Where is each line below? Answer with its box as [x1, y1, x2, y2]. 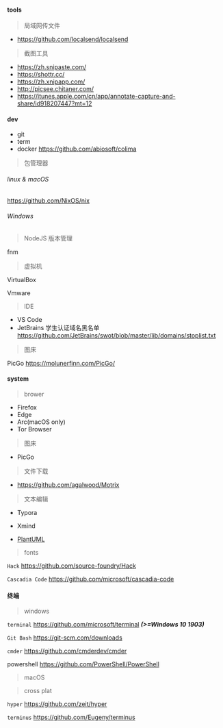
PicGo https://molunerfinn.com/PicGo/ [7, 359, 115, 367]
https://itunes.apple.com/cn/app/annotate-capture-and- [16, 92, 176, 101]
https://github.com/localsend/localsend [16, 35, 129, 44]
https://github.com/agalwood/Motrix [16, 481, 120, 489]
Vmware [7, 288, 31, 297]
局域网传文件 [23, 21, 60, 30]
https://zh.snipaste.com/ [16, 63, 87, 71]
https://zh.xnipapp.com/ [16, 77, 86, 86]
